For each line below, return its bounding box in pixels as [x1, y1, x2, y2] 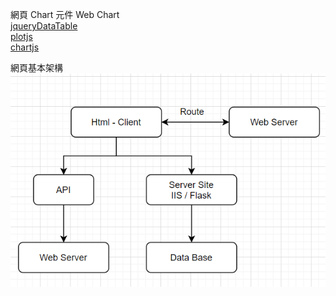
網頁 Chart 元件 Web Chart [10, 9, 120, 20]
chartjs [10, 41, 40, 53]
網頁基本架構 [10, 62, 63, 73]
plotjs [10, 31, 33, 42]
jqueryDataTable [10, 20, 78, 32]
